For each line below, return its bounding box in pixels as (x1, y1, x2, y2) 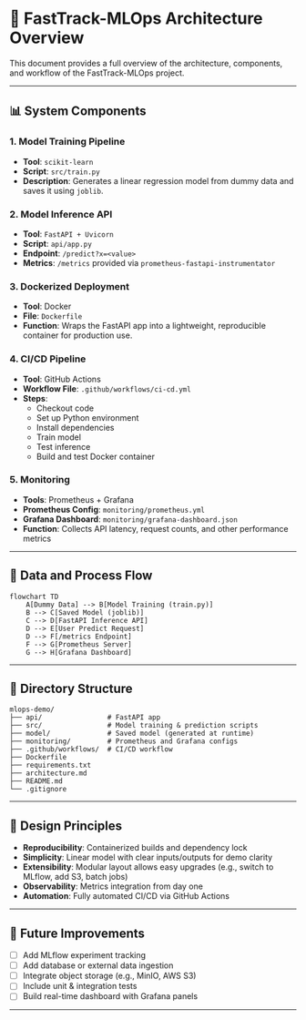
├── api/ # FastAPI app (9, 713, 161, 722)
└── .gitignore (9, 785, 67, 794)
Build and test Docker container (36, 451, 155, 462)
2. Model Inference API (9, 208, 113, 220)
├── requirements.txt (9, 760, 92, 770)
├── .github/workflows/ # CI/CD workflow (9, 745, 173, 754)
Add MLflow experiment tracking (22, 950, 147, 961)
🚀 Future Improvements (9, 925, 146, 941)
